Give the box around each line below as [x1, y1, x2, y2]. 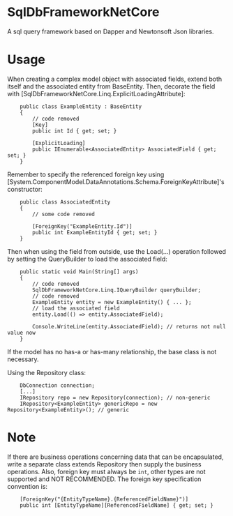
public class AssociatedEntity [20, 198, 111, 206]
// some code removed [32, 211, 96, 218]
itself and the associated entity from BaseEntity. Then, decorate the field [7, 82, 216, 91]
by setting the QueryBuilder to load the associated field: [7, 255, 167, 263]
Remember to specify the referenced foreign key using [7, 170, 165, 179]
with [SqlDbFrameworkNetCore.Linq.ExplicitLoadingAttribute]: [7, 89, 186, 98]
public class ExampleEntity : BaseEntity [20, 103, 142, 110]
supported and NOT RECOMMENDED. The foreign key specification [7, 475, 202, 483]
